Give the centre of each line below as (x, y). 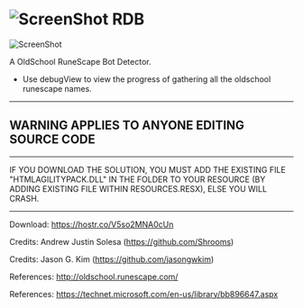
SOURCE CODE (52, 140)
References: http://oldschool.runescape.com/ (94, 276)
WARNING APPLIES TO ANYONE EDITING (127, 126)
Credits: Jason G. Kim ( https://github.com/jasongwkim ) (112, 259)
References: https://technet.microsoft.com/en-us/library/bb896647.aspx (144, 294)
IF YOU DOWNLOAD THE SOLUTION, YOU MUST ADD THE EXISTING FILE (147, 169)
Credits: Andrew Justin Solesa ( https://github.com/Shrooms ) (122, 241)
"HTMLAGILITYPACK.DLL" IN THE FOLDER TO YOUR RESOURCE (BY (138, 179)
